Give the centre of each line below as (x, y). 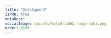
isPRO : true (17, 14)
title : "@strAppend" (26, 10)
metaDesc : (15, 19)
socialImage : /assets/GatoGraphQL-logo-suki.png (56, 23)
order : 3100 (17, 28)
